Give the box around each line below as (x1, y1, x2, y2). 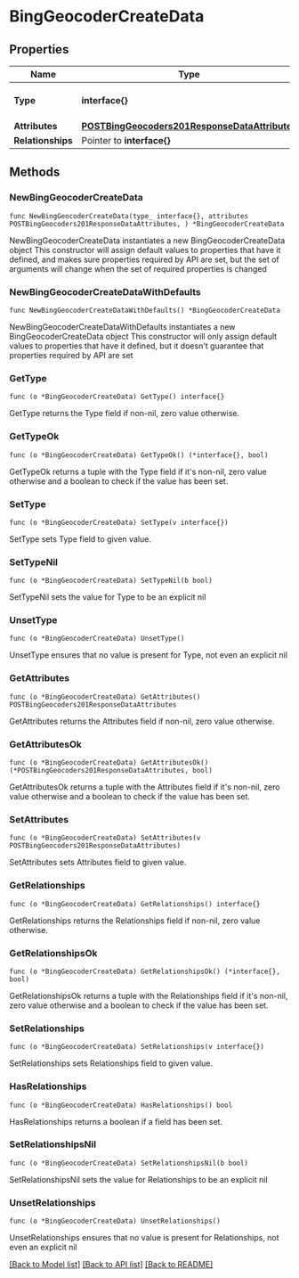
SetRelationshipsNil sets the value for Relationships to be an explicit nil (9, 1174, 269, 1184)
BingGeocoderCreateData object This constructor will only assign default (9, 331, 278, 341)
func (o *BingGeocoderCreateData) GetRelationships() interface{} (9, 899, 261, 908)
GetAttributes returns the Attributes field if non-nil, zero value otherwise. (9, 716, 275, 726)
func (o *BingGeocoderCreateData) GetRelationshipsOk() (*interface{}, (9, 967, 280, 976)
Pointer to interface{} (81, 135, 171, 146)
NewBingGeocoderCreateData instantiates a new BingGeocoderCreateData (9, 234, 286, 246)
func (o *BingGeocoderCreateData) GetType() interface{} (9, 392, 225, 402)
